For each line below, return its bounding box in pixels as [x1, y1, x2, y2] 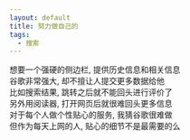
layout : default [9, 13, 71, 23]
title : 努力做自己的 [9, 22, 79, 31]
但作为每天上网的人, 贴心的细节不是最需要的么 [9, 121, 181, 132]
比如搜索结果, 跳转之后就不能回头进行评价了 [9, 87, 173, 98]
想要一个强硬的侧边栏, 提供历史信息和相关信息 [9, 64, 181, 75]
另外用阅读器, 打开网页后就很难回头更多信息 [9, 98, 173, 109]
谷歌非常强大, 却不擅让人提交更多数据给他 [9, 76, 165, 87]
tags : [9, 30, 30, 39]
